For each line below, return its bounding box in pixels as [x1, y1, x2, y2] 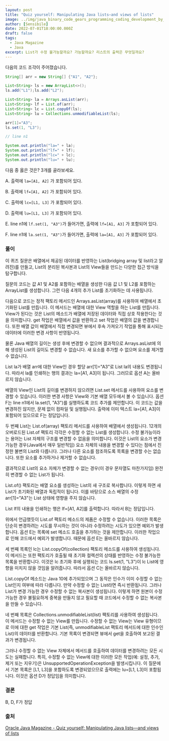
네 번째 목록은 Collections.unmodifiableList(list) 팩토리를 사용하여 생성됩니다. [5, 612, 159, 618]
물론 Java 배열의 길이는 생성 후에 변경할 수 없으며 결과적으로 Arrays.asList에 [5, 340, 156, 346]
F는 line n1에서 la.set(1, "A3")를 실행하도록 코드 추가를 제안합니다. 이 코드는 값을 [5, 400, 162, 406]
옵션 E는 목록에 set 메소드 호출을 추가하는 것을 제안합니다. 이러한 [20, 529, 147, 535]
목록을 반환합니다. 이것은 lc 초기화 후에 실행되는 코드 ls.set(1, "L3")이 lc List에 [5, 559, 159, 565]
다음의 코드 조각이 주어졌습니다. [5, 64, 67, 70]
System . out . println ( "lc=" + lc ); [5, 152, 75, 157]
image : [5, 17, 19, 22]
